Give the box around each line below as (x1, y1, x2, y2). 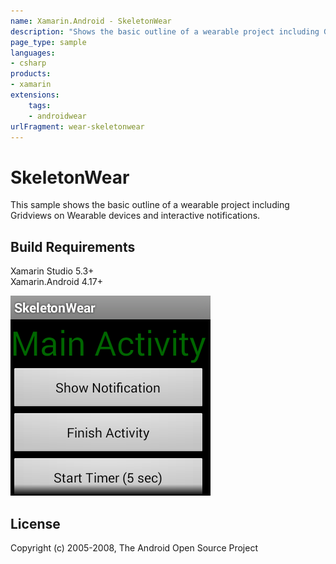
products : (10, 69, 52, 79)
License (10, 515, 61, 532)
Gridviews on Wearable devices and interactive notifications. (10, 210, 261, 222)
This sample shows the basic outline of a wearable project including (10, 199, 290, 211)
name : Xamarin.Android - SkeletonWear (10, 16, 172, 26)
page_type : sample (10, 37, 87, 47)
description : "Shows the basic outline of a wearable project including (10, 26, 320, 37)
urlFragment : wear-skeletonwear (10, 121, 145, 132)
